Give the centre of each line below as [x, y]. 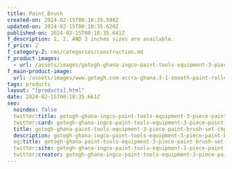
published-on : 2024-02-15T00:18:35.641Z [66, 33]
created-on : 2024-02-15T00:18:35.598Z [63, 20]
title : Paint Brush [35, 13]
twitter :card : [33, 122]
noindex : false [35, 110]
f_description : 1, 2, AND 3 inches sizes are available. [91, 39]
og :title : [27, 142]
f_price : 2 [23, 46]
